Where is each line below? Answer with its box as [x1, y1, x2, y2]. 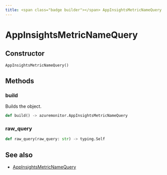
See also [5, 150, 33, 159]
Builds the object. [5, 103, 42, 109]
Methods [5, 76, 34, 85]
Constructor [5, 49, 45, 58]
